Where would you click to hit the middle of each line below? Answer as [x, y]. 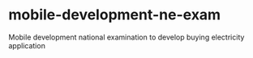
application [27, 45]
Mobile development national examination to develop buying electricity [126, 37]
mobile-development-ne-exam [115, 15]
